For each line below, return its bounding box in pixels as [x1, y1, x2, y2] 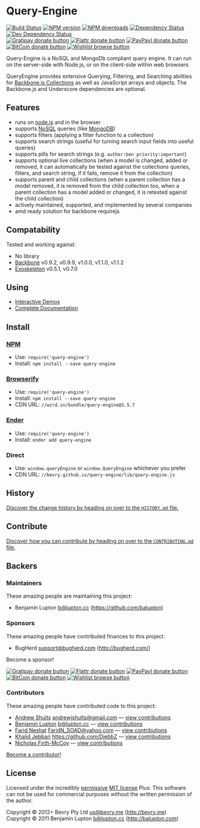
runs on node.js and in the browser [14, 118, 101, 126]
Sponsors [6, 619, 35, 628]
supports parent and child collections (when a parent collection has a [14, 175, 186, 183]
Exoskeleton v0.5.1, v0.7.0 [14, 265, 78, 272]
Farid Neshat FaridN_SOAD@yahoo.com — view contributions [14, 726, 168, 733]
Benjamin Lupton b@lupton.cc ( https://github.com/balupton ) [14, 604, 164, 611]
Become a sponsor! [6, 656, 54, 663]
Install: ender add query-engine [14, 436, 91, 443]
